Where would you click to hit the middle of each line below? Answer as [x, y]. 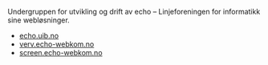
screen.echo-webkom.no [61, 53]
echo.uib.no [39, 36]
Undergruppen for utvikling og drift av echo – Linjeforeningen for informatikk [134, 12]
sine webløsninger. [39, 20]
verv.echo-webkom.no [57, 44]
